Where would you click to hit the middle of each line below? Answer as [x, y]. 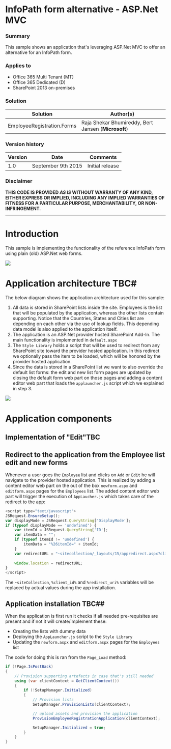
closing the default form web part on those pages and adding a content [88, 378]
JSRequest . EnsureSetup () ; [33, 516]
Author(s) [122, 114]
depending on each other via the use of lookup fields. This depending [86, 324]
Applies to [18, 66]
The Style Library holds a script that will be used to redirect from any [86, 345]
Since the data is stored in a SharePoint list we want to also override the [88, 367]
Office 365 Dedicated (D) [39, 82]
